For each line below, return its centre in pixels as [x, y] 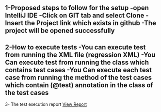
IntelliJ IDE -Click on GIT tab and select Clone [75, 16]
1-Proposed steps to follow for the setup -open [77, 8]
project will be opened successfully [60, 31]
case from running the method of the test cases [78, 77]
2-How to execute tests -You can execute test [75, 47]
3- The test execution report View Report [46, 104]
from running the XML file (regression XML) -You [80, 55]
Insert [14, 23]
